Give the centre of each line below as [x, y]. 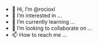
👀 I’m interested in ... [37, 15]
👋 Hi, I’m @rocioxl [33, 9]
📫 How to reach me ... [39, 35]
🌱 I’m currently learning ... [43, 22]
